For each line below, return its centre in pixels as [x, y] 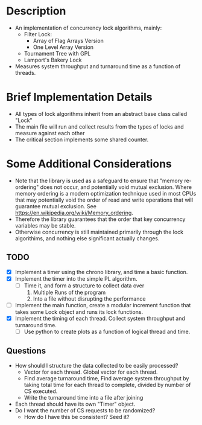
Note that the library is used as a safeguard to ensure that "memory [99, 181]
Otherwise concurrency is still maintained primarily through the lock [99, 232]
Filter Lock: [38, 34]
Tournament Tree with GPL [57, 53]
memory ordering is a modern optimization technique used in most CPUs [106, 193]
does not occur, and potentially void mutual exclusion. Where [116, 187]
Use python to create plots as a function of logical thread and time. [107, 331]
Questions [26, 351]
